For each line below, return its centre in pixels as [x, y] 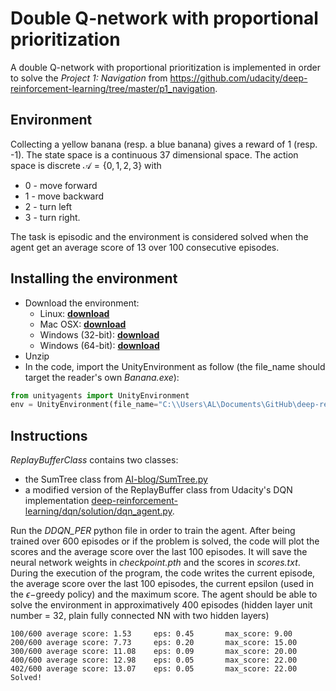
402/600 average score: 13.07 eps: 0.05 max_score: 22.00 [154, 669]
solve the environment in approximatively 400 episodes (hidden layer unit [161, 605]
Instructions [49, 435]
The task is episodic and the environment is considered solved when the [159, 236]
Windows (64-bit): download [99, 345]
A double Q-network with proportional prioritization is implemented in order [165, 67]
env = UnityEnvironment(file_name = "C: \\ [96, 405]
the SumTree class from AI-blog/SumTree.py [116, 479]
